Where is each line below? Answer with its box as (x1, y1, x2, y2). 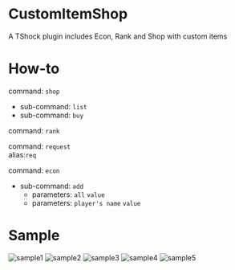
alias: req (8, 149, 37, 159)
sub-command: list (19, 101, 87, 111)
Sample (8, 227, 60, 245)
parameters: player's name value (31, 198, 141, 207)
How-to (8, 59, 60, 78)
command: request (8, 141, 71, 151)
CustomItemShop (8, 5, 128, 23)
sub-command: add (19, 181, 84, 190)
